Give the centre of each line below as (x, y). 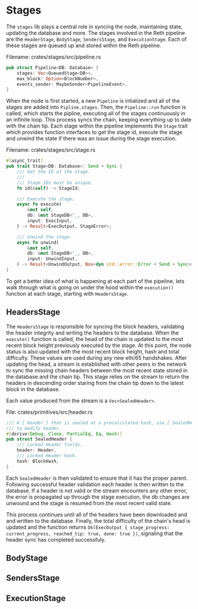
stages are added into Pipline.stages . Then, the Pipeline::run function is (96, 107)
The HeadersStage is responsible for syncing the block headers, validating (95, 326)
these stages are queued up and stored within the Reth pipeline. (84, 45)
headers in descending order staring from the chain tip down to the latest (95, 383)
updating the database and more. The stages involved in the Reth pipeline (96, 32)
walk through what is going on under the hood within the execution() (90, 287)
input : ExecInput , (50, 221)
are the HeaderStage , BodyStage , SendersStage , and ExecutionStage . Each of (96, 39)
